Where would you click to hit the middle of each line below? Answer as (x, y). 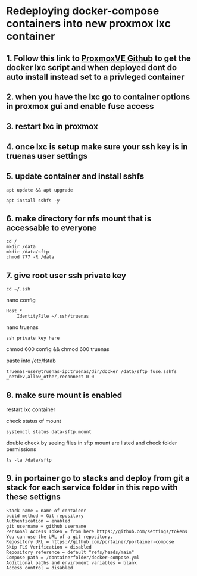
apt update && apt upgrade (40, 190)
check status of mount (34, 421)
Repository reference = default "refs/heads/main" (70, 552)
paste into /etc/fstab (31, 361)
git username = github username (46, 526)
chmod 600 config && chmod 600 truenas (58, 349)
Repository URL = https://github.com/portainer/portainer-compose (90, 542)
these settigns (33, 497)
